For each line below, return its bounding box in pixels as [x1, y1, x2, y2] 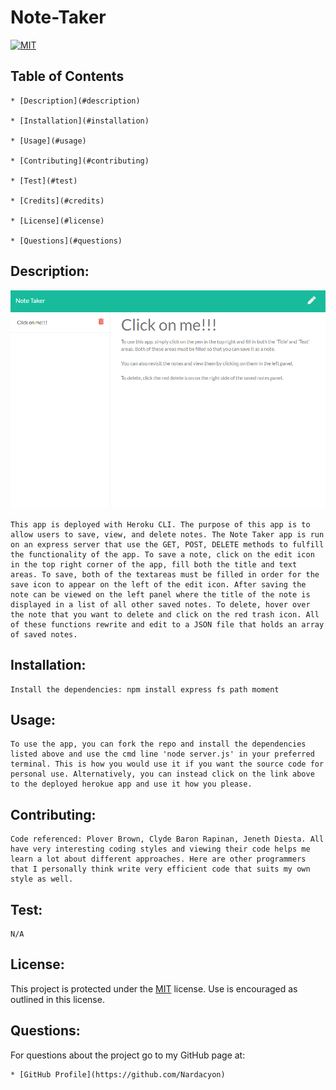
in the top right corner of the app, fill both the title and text [10, 559, 298, 570]
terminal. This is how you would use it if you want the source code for [10, 759, 325, 770]
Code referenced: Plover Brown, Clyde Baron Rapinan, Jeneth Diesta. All [10, 834, 325, 845]
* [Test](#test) [10, 176, 78, 186]
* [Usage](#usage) [10, 136, 87, 146]
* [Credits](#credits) [10, 196, 105, 206]
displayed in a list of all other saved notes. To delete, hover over [10, 599, 311, 610]
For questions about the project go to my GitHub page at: [10, 1049, 246, 1061]
